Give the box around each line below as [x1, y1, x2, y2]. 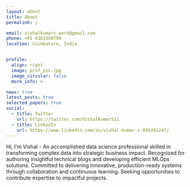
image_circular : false [11, 73, 67, 79]
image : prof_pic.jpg [11, 67, 62, 73]
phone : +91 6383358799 [6, 36, 62, 42]
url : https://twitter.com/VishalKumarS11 [16, 116, 119, 122]
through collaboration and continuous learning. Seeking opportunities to [6, 168, 180, 175]
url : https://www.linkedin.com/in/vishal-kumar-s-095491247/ [16, 127, 169, 133]
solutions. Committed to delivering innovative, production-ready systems [6, 162, 182, 169]
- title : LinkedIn [11, 121, 57, 128]
